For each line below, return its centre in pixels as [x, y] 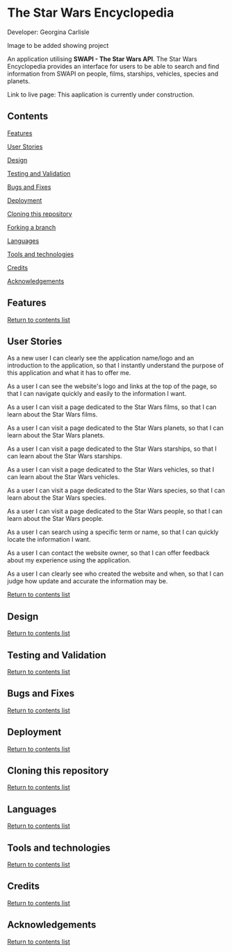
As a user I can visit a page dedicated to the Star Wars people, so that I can [115, 511]
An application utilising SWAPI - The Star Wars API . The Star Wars [102, 59]
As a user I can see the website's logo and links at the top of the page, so [112, 386]
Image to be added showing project [58, 45]
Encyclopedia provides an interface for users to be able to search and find [113, 66]
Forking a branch [32, 227]
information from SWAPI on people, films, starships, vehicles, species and [113, 74]
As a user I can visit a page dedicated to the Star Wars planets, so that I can [116, 428]
